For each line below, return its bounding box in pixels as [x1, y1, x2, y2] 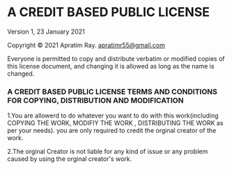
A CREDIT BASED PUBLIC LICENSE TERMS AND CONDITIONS [7, 87, 217, 97]
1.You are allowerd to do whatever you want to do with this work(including [7, 111, 219, 120]
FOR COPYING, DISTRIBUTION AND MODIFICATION [7, 95, 184, 105]
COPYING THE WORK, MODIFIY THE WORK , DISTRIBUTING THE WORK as [7, 119, 224, 127]
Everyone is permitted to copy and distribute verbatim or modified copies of [7, 54, 225, 63]
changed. [7, 69, 35, 78]
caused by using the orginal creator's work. [7, 155, 132, 163]
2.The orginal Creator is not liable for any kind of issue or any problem [7, 148, 208, 156]
